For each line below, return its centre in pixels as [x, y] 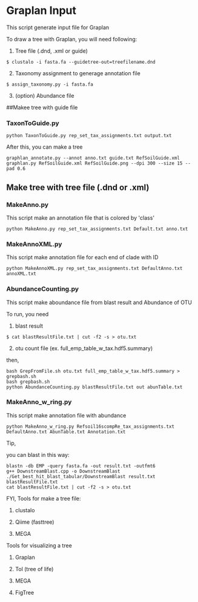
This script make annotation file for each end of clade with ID [82, 257]
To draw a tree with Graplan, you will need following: [72, 39]
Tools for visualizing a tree [39, 545]
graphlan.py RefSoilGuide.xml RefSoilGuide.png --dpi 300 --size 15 [94, 164]
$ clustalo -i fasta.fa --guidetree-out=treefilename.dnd [81, 62]
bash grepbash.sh [28, 382]
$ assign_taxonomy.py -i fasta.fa [50, 84]
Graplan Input [41, 11]
